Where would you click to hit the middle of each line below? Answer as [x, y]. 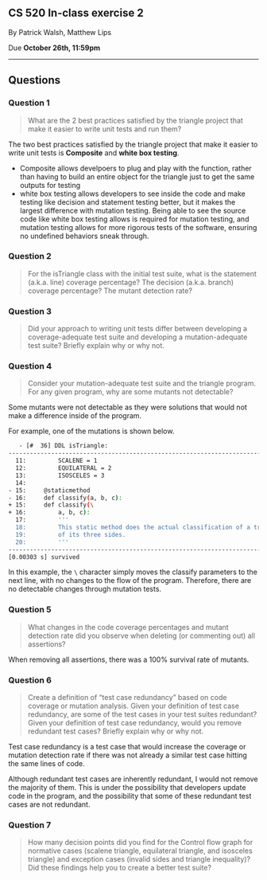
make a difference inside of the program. [75, 416]
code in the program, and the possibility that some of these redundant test [130, 796]
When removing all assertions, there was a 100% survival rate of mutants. [129, 659]
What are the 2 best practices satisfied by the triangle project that [135, 120]
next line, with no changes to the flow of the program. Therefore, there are [130, 581]
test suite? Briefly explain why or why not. [96, 346]
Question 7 [30, 825]
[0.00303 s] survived [44, 557]
